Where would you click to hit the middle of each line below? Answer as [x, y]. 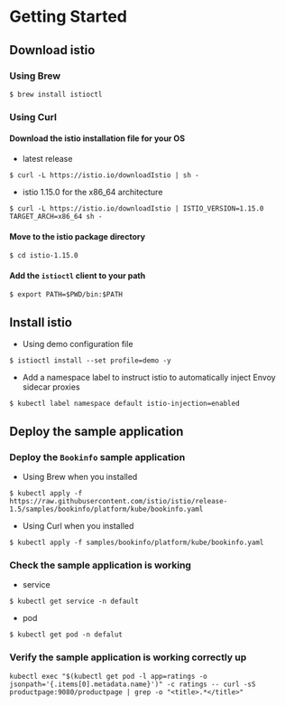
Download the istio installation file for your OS [97, 138]
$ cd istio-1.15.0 [44, 256]
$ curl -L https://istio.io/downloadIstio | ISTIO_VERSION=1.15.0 [137, 209]
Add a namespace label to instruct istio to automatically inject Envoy [149, 378]
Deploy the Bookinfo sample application [97, 457]
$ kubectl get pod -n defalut [66, 635]
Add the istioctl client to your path [78, 275]
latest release [47, 159]
